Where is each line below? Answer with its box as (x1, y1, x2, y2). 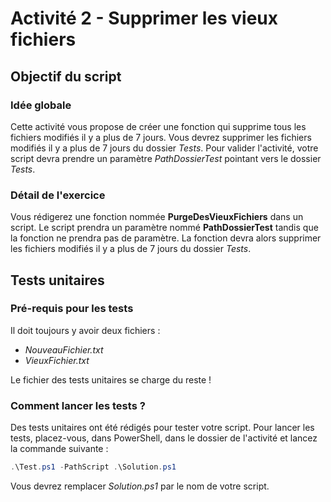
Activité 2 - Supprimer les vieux (10, 7, 278, 30)
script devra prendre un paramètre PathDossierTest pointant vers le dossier (10, 152, 322, 164)
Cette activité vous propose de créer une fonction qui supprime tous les (10, 120, 307, 132)
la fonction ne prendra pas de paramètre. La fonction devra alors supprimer (10, 232, 322, 244)
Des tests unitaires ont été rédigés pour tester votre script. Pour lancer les (10, 422, 315, 434)
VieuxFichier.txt (24, 354, 90, 366)
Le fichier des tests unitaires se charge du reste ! (10, 373, 212, 386)
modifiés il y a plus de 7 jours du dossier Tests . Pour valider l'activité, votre (10, 142, 319, 154)
